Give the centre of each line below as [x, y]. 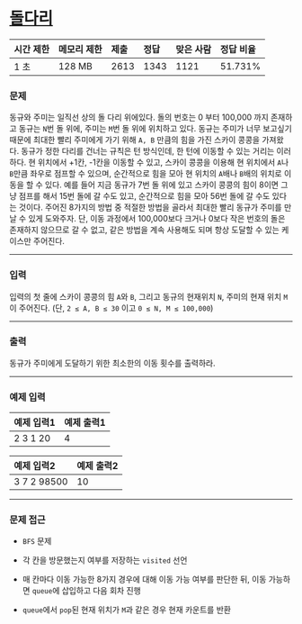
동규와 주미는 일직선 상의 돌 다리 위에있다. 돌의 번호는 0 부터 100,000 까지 [139, 117]
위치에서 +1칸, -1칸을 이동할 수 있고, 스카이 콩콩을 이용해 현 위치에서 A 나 [163, 162]
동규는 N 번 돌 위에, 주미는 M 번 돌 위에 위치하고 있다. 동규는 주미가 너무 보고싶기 [155, 129]
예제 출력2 [97, 466]
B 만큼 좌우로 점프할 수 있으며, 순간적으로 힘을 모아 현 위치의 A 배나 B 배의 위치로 [146, 174]
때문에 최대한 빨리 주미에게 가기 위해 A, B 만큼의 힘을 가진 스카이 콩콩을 [135, 140]
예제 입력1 [35, 422]
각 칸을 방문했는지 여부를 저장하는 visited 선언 [105, 560]
